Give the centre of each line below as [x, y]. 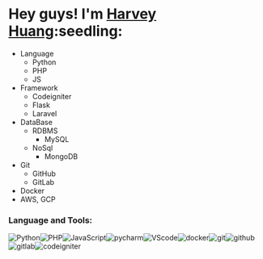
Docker [32, 190]
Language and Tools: [51, 220]
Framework [39, 88]
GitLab [43, 182]
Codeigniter [52, 96]
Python [44, 62]
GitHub [44, 173]
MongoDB [61, 156]
